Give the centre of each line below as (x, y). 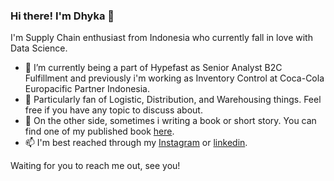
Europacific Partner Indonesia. (87, 89)
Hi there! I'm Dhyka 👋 (62, 16)
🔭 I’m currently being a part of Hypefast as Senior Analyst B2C (153, 68)
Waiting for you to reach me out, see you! (95, 166)
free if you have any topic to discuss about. (113, 110)
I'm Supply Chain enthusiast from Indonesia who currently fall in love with (161, 38)
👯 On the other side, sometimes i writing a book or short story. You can (170, 121)
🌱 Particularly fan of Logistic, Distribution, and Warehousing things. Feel (173, 100)
